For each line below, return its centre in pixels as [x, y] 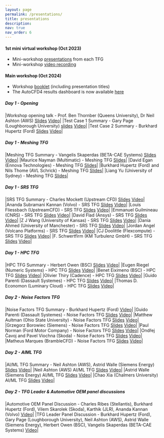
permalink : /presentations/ [34, 14]
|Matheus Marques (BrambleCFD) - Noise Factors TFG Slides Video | [74, 341]
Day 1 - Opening [22, 103]
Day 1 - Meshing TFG [27, 142]
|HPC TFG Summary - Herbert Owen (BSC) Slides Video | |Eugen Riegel [77, 265]
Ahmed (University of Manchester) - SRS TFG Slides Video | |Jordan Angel [80, 226]
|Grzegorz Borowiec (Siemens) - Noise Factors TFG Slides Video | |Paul [77, 325]
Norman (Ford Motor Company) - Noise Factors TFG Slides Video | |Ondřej [80, 331]
